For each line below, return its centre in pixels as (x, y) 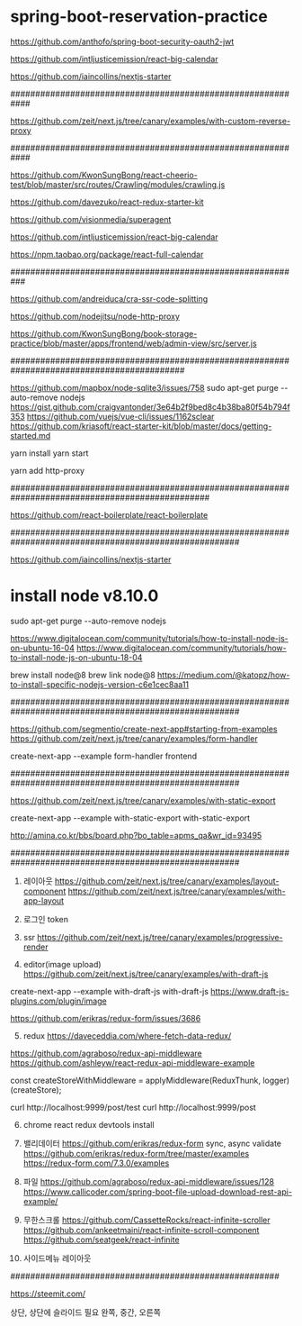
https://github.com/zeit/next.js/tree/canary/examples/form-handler (134, 738)
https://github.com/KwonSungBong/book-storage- (104, 333)
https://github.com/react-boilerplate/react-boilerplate (109, 514)
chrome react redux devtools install (89, 1124)
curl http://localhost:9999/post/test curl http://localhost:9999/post (133, 1107)
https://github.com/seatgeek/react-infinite (101, 1240)
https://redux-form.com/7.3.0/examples (96, 1163)
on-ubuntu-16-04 (42, 648)
